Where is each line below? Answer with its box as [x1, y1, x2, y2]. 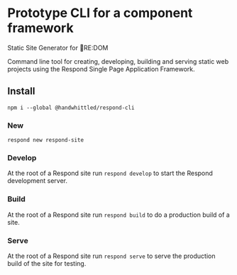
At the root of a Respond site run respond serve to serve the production [7, 252, 216, 260]
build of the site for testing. [7, 259, 87, 267]
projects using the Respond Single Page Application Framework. [7, 64, 195, 73]
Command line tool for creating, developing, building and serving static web [7, 57, 229, 65]
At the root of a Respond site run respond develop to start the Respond [7, 169, 213, 178]
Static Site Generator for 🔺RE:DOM [7, 43, 109, 52]
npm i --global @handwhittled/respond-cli [7, 104, 135, 111]
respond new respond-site [7, 137, 84, 144]
